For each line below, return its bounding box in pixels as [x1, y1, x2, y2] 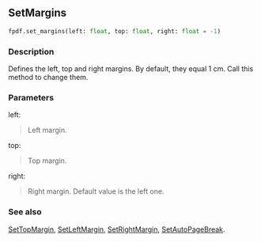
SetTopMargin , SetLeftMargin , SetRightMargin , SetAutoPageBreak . [8, 225, 225, 234]
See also [8, 206, 42, 217]
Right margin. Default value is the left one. [27, 187, 165, 196]
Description [8, 46, 55, 57]
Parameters [8, 92, 54, 103]
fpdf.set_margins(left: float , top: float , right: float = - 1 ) [8, 27, 221, 35]
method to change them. [8, 72, 89, 81]
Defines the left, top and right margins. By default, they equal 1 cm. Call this [8, 63, 254, 74]
